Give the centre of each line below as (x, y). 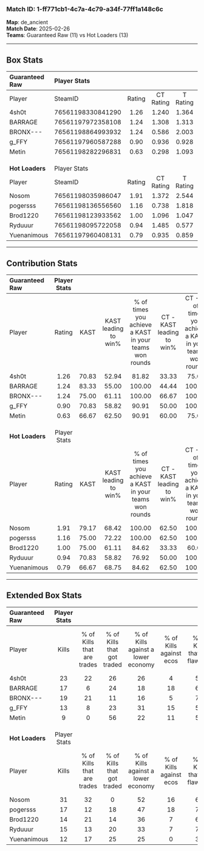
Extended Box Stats (44, 596)
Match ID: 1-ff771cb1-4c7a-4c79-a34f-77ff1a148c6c (85, 9)
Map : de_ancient (27, 22)
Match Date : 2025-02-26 (38, 29)
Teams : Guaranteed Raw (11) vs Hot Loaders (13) (67, 35)
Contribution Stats (42, 263)
